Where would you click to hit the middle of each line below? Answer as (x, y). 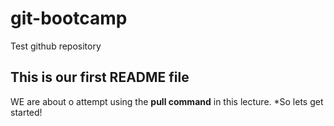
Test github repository (56, 46)
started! (26, 112)
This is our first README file (100, 77)
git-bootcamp (69, 18)
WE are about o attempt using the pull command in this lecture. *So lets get (167, 101)
